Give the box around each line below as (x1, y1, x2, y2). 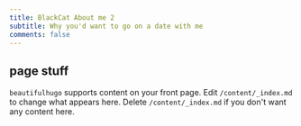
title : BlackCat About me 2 (9, 13, 115, 22)
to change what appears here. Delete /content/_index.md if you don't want (9, 96, 287, 108)
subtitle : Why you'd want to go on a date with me (9, 22, 204, 31)
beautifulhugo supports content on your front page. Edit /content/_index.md (9, 87, 293, 98)
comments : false (9, 30, 70, 39)
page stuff (9, 63, 69, 78)
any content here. (9, 106, 75, 117)
